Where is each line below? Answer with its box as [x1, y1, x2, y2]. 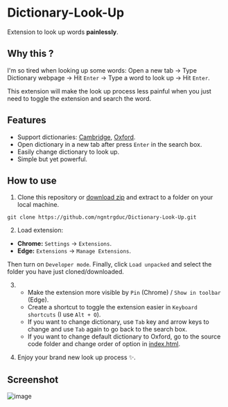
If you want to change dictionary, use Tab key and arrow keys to [27, 318, 209, 326]
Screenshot [7, 374, 59, 386]
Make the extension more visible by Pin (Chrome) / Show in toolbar [27, 289, 221, 297]
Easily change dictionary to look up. [17, 147, 120, 156]
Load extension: [17, 226, 64, 235]
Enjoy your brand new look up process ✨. [17, 353, 137, 361]
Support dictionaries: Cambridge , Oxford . [17, 133, 136, 141]
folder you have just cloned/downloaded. [7, 268, 125, 276]
